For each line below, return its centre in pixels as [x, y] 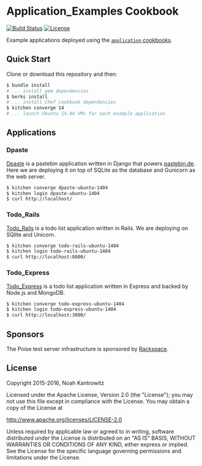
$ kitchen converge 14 [35, 108]
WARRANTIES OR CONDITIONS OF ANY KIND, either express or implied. [97, 444]
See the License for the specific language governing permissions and [94, 451]
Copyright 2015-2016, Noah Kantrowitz [55, 383]
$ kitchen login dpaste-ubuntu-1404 [53, 193]
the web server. [26, 176]
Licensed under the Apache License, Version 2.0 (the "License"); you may [100, 394]
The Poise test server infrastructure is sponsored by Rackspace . [88, 349]
